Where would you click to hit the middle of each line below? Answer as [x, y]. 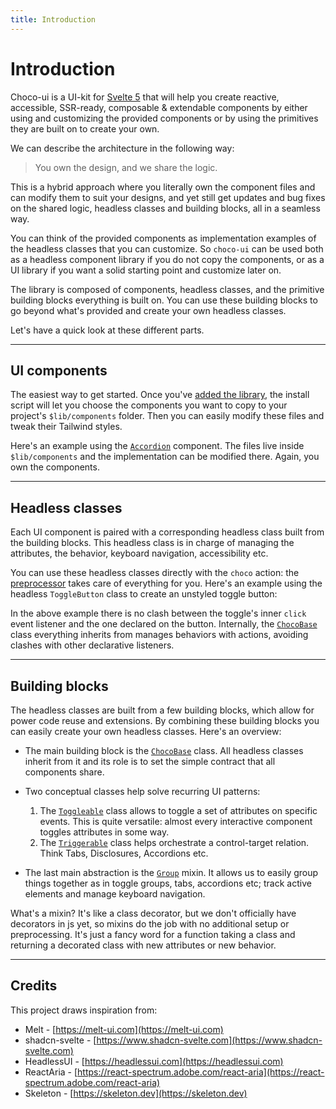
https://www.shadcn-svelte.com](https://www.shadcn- [209, 1040]
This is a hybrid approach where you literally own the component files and [163, 187]
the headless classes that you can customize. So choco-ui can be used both [167, 248]
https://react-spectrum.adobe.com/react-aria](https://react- [201, 1072]
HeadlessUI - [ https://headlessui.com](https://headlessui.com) [154, 1061]
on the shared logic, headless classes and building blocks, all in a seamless [165, 208]
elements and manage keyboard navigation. [115, 894]
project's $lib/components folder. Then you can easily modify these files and [167, 416]
